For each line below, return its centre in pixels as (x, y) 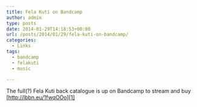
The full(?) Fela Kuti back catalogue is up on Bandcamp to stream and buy (98, 91)
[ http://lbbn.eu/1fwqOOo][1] (41, 97)
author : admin (24, 18)
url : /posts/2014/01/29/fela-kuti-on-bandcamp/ (68, 35)
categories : (21, 40)
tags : (13, 52)
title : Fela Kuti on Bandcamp (45, 12)
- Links (22, 46)
